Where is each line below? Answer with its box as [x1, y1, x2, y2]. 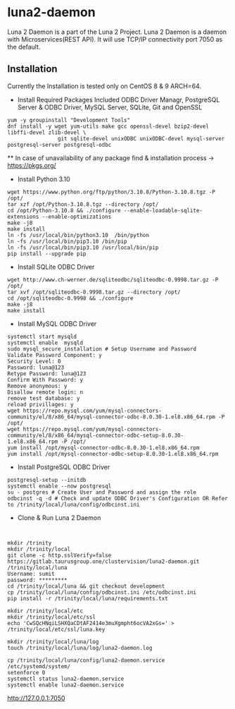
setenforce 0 [7, 669, 46, 676]
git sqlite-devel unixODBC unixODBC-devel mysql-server [57, 135, 225, 142]
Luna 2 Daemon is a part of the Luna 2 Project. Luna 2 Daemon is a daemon [7, 28, 227, 36]
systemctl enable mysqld [7, 339, 83, 346]
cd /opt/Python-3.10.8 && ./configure [7, 207, 121, 214]
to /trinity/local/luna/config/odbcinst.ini [7, 501, 140, 508]
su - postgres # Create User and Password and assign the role [7, 488, 197, 496]
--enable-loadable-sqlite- [123, 207, 203, 214]
